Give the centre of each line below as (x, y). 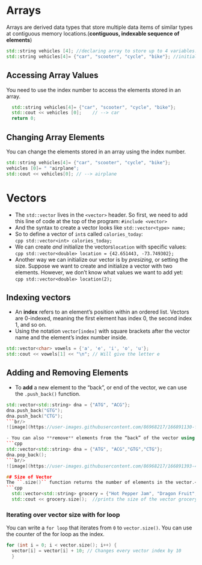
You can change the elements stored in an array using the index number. (96, 152)
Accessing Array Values (52, 76)
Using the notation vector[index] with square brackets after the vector (103, 331)
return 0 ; (24, 119)
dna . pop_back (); (26, 455)
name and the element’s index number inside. (71, 338)
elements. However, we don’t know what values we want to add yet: (99, 272)
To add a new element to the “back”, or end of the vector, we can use (101, 387)
